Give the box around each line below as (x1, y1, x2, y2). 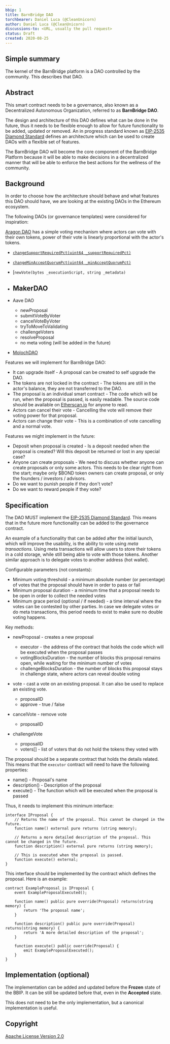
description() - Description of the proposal (12, 782, 101, 788)
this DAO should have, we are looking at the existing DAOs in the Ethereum (5, 198, 161, 204)
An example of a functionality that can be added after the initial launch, (5, 535, 153, 541)
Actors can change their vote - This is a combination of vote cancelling (12, 418, 161, 424)
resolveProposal (20, 334, 54, 341)
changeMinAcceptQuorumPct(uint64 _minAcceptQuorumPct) (12, 260, 131, 265)
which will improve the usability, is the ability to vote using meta (5, 540, 139, 547)
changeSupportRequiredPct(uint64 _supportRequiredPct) (12, 250, 131, 256)
